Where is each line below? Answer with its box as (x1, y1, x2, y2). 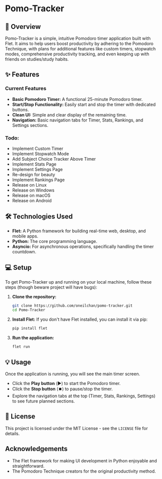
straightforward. (12, 463, 45, 469)
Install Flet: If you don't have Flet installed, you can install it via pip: (12, 316, 148, 322)
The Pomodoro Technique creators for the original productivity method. (12, 468, 156, 474)
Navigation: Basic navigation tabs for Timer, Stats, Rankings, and (12, 117, 143, 123)
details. (5, 431, 20, 436)
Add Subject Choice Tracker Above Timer (12, 156, 96, 162)
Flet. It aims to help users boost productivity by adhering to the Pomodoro (5, 41, 154, 47)
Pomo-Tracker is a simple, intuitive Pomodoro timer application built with (5, 35, 151, 41)
